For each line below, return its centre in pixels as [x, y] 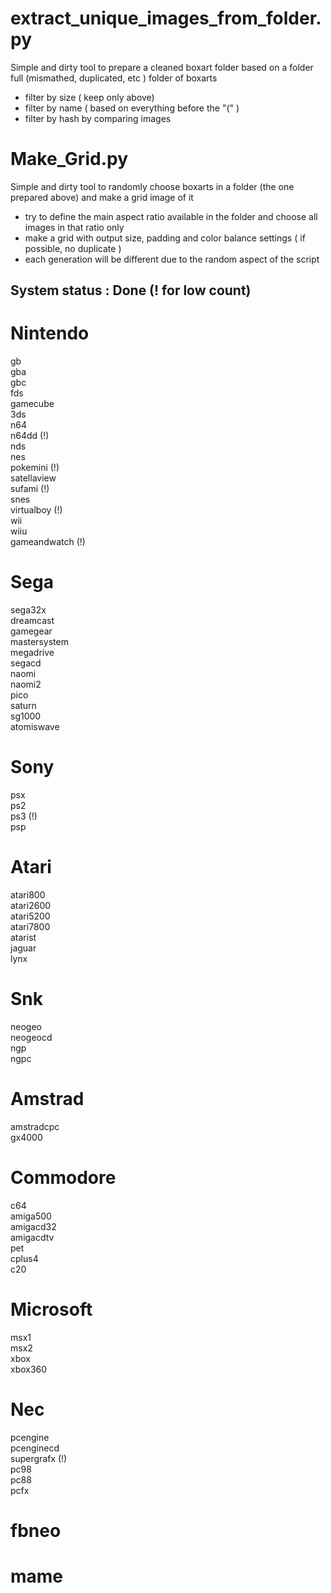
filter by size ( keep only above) [89, 97]
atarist [23, 938]
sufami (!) [30, 489]
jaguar [23, 948]
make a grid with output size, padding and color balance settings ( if [165, 238]
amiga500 [31, 1216]
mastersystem [39, 642]
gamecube [32, 404]
